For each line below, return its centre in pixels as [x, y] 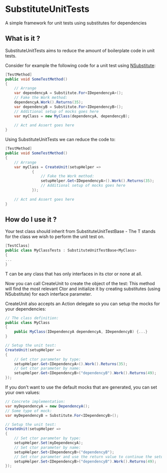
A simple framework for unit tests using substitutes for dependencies [76, 23]
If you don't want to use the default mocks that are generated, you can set [81, 387]
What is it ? [23, 39]
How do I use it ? [31, 219]
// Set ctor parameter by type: [47, 438]
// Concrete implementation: [35, 402]
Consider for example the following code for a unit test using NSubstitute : [80, 65]
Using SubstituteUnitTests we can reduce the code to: [60, 140]
